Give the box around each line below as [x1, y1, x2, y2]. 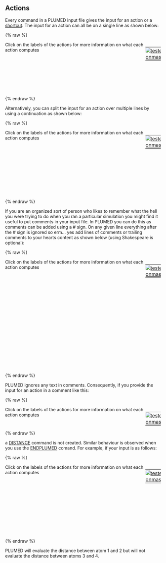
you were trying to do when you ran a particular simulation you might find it [5, 213, 158, 219]
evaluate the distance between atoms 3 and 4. [5, 553, 100, 559]
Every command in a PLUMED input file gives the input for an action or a [5, 17, 152, 23]
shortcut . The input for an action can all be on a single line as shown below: [5, 22, 159, 28]
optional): [5, 240, 25, 246]
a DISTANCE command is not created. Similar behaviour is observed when [5, 439, 157, 445]
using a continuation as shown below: [5, 110, 82, 116]
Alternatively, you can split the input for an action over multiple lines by [5, 105, 150, 111]
